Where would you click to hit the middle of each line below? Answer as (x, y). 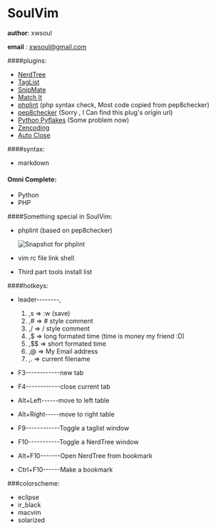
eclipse (28, 497)
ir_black (29, 505)
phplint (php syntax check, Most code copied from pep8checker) (114, 104)
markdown (34, 163)
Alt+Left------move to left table (63, 401)
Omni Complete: (32, 179)
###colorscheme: (34, 484)
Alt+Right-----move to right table (66, 414)
